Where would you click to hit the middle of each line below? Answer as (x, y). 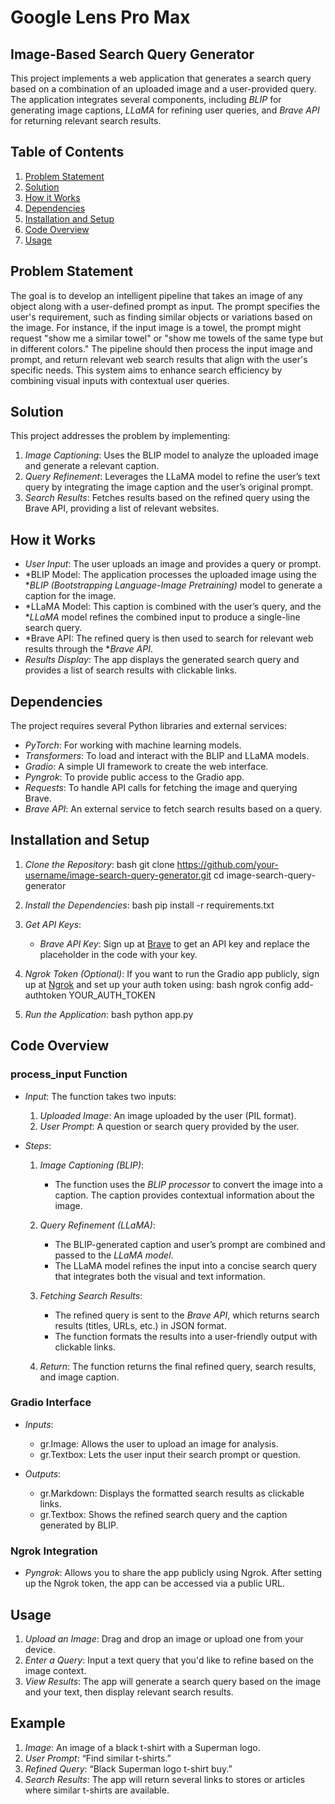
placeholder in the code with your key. (118, 954)
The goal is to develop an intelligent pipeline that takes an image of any (156, 295)
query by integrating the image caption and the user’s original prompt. (169, 487)
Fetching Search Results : (91, 1295)
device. (40, 1649)
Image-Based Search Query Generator (132, 54)
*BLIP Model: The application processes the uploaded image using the (170, 575)
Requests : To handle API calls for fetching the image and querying (161, 788)
